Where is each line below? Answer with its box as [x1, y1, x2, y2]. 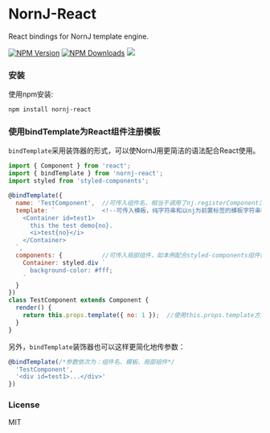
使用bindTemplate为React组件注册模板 [8, 126, 161, 138]
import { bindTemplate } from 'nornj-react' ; [8, 170, 163, 178]
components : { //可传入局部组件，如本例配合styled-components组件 [15, 251, 260, 260]
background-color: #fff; [29, 266, 113, 274]
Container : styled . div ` [22, 258, 106, 266]
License [8, 399, 40, 410]
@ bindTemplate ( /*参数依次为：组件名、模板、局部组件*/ [8, 357, 175, 366]
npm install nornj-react [8, 105, 92, 113]
